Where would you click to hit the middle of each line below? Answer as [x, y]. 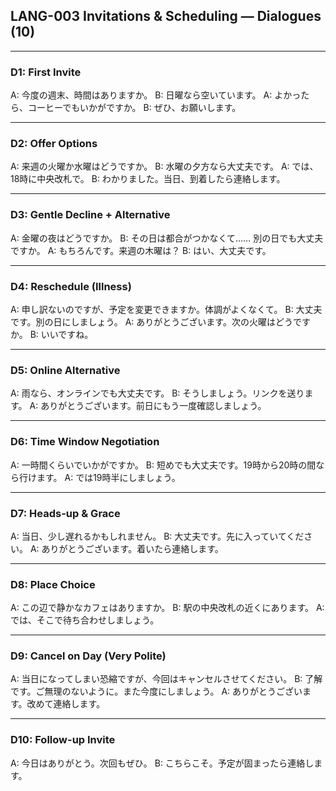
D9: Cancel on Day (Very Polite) [88, 656]
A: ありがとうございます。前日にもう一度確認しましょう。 [148, 406]
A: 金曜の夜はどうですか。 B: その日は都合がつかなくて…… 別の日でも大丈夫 [167, 238]
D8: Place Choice [53, 584]
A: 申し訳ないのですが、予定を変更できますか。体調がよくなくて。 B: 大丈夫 [166, 309]
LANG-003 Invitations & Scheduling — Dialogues [166, 16]
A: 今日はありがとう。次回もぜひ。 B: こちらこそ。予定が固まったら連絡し [162, 763]
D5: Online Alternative [65, 370]
